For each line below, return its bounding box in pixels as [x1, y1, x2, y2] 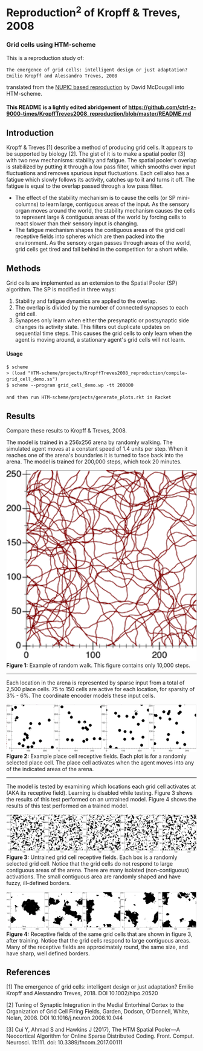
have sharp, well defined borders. [6, 949, 90, 957]
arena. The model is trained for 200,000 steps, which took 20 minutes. [6, 458, 182, 465]
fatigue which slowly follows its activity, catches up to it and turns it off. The [6, 176, 195, 184]
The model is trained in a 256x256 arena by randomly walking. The [6, 439, 173, 446]
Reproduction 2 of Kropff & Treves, [6, 4, 181, 20]
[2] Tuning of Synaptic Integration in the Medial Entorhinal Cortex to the [6, 1001, 184, 1009]
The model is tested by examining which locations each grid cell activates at [6, 783, 196, 791]
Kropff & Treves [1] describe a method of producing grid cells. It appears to [6, 144, 193, 151]
